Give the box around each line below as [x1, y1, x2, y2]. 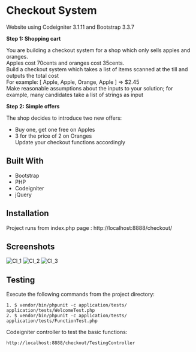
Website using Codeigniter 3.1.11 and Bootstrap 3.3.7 [6, 23, 135, 31]
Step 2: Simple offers [6, 102, 60, 110]
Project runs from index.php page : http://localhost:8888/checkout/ [6, 224, 173, 231]
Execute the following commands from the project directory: [6, 291, 155, 298]
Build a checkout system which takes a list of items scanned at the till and [6, 65, 188, 72]
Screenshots [6, 241, 55, 251]
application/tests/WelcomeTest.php [6, 308, 95, 314]
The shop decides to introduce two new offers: [6, 114, 122, 122]
